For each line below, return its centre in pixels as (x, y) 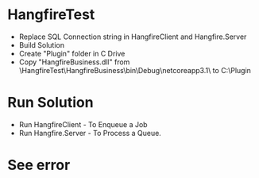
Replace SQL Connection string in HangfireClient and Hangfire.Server (133, 37)
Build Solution (42, 44)
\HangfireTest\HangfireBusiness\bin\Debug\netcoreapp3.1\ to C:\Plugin (135, 70)
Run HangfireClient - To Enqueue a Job (83, 124)
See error (39, 165)
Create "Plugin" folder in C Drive (72, 53)
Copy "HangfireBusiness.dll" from (74, 62)
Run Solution (50, 103)
